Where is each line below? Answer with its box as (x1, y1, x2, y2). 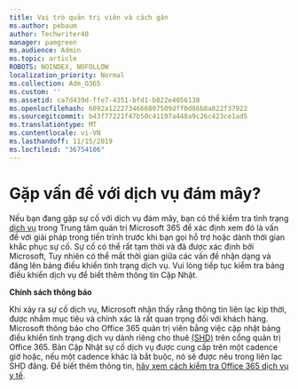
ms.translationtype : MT (9, 121, 98, 130)
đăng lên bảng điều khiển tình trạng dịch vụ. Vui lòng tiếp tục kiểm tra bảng (9, 259, 285, 271)
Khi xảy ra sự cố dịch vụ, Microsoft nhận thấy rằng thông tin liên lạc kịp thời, (9, 304, 286, 314)
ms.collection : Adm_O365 (9, 79, 101, 88)
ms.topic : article (9, 54, 77, 63)
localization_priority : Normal (9, 71, 125, 80)
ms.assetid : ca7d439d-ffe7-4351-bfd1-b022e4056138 (9, 95, 200, 105)
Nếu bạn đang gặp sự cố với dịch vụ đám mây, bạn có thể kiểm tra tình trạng (9, 212, 289, 223)
